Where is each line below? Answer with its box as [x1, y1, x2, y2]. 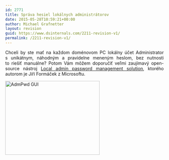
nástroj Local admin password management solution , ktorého [23, 65, 164, 71]
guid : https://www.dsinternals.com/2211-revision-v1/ [5, 31, 121, 36]
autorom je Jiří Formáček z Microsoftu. [5, 71, 86, 77]
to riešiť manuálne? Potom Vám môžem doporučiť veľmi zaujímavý [5, 60, 149, 66]
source [5, 65, 20, 71]
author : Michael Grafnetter [5, 21, 64, 27]
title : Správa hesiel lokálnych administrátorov [5, 12, 109, 17]
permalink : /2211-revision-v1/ [5, 36, 71, 41]
